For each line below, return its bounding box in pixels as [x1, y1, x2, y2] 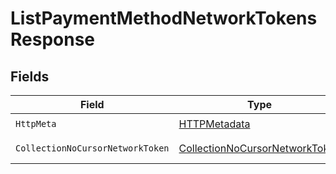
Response [10, 28, 96, 51]
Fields [10, 68, 50, 85]
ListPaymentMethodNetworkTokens [10, 7, 318, 30]
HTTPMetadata [178, 117, 251, 131]
